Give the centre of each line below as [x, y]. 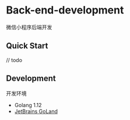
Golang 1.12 [28, 105]
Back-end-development [65, 10]
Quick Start [27, 46]
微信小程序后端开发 [29, 27]
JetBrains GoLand [36, 111]
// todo [14, 60]
